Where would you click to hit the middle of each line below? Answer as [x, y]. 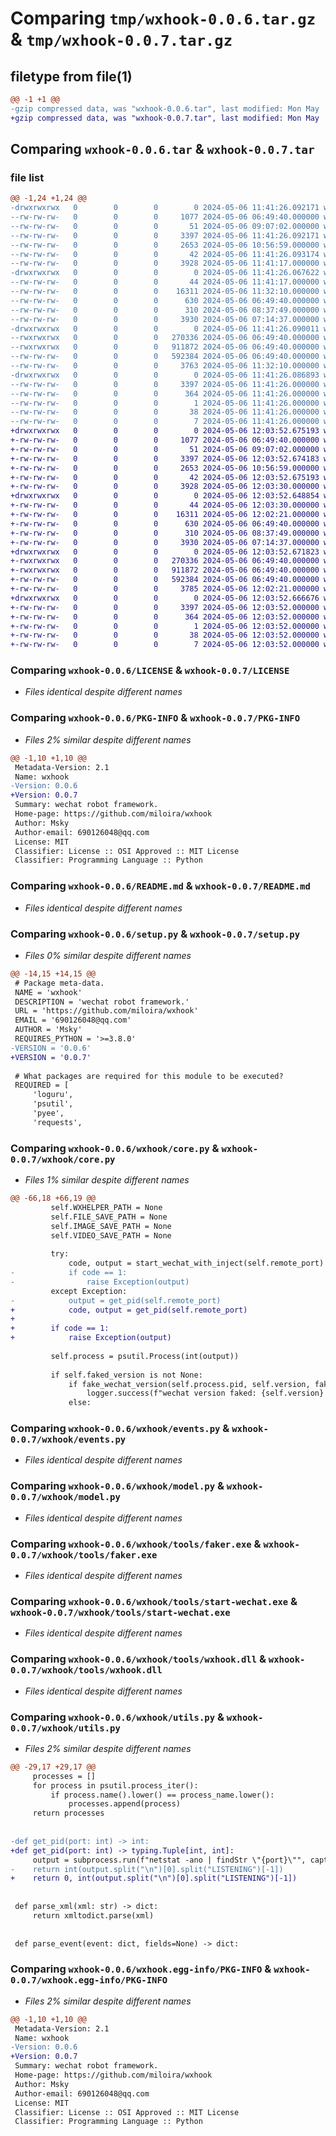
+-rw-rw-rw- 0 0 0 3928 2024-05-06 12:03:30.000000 [165, 487]
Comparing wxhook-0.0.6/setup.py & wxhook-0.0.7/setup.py [155, 934]
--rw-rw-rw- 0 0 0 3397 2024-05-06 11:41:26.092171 [165, 235]
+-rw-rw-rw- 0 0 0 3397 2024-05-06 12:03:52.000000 [165, 607]
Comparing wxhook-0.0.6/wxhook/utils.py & [117, 1717]
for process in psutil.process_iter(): [115, 1785]
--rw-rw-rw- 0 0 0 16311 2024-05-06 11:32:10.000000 [165, 292]
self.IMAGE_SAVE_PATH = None [111, 1226]
